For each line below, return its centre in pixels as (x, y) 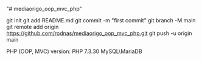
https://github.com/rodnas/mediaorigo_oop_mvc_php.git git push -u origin (99, 33)
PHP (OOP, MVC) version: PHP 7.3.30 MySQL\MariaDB (74, 51)
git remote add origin (33, 27)
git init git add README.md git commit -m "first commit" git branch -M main (101, 20)
